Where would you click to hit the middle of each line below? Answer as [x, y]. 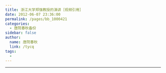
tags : [11, 51]
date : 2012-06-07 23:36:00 [33, 14]
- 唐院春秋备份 [23, 28]
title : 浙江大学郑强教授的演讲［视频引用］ [44, 10]
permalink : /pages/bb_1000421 [36, 19]
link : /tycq [22, 47]
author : [13, 38]
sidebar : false [21, 33]
